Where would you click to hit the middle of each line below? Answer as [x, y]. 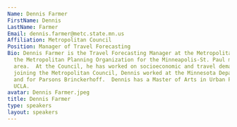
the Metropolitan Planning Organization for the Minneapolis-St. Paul [120, 60]
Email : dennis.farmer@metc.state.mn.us [66, 34]
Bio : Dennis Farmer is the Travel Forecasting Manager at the [101, 54]
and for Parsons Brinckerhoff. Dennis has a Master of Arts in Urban [120, 79]
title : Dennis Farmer [39, 99]
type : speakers [30, 106]
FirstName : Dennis [34, 20]
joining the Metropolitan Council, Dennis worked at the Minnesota [115, 73]
